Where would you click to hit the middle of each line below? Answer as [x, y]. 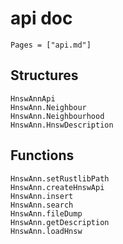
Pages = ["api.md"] [51, 45]
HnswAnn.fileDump [46, 213]
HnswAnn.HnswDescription [62, 125]
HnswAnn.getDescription [60, 222]
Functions [42, 155]
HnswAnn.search [42, 205]
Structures [44, 75]
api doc [41, 18]
